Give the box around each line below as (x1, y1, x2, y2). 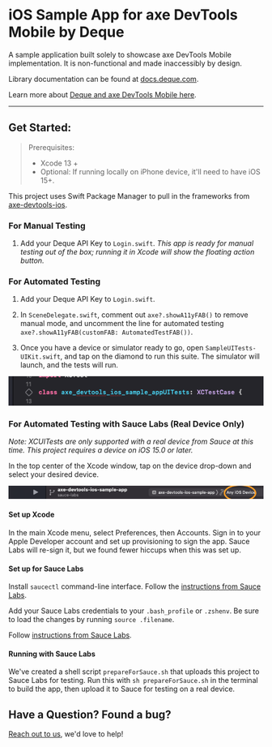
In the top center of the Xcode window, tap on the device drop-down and (8, 461, 252, 471)
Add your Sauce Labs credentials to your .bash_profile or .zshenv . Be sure (8, 606, 259, 616)
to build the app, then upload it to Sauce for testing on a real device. (8, 684, 236, 694)
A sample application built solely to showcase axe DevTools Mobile (8, 49, 232, 59)
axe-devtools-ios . (8, 200, 67, 209)
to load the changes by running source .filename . (8, 615, 175, 625)
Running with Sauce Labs (8, 649, 96, 659)
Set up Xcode (8, 509, 55, 520)
